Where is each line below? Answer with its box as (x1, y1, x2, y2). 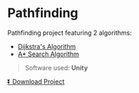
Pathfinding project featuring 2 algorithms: (7, 28, 132, 37)
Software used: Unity (24, 63, 88, 72)
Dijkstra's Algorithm (17, 42, 76, 50)
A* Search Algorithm (17, 50, 80, 58)
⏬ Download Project (7, 77, 65, 86)
